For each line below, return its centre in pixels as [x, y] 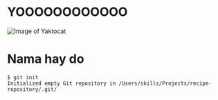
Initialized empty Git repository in [62, 83]
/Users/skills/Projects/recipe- [165, 83]
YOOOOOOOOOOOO [67, 12]
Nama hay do [46, 59]
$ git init [23, 77]
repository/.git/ [32, 89]
